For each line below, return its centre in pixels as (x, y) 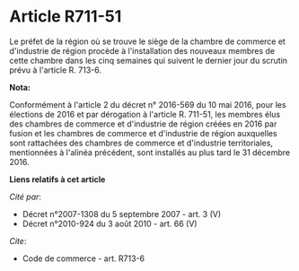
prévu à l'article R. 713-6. (55, 70)
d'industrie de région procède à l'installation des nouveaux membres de (142, 50)
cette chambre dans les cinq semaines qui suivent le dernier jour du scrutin (149, 60)
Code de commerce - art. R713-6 (84, 258)
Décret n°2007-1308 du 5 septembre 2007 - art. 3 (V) (122, 214)
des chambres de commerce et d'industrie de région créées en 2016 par (143, 124)
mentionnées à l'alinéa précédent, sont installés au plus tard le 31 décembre (149, 152)
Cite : (18, 240)
